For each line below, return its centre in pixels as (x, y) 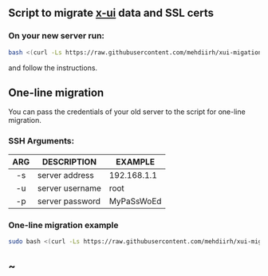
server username (69, 188)
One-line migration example (63, 225)
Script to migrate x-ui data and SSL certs (111, 13)
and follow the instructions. (53, 68)
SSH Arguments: (41, 141)
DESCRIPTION (69, 161)
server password (69, 201)
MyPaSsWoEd (135, 201)
